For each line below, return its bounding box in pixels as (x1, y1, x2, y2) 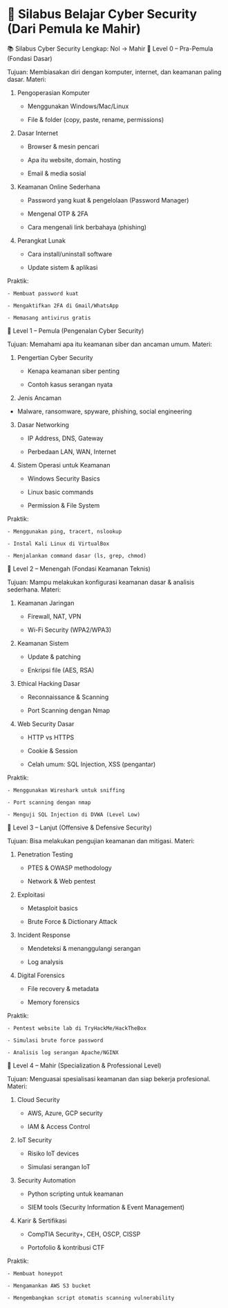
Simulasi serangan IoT (27, 1162, 91, 1171)
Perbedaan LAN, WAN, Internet (27, 447, 116, 456)
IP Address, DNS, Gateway (27, 433, 104, 442)
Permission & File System (27, 501, 100, 509)
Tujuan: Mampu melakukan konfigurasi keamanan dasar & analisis (7, 578, 195, 586)
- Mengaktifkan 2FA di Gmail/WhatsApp (7, 302, 119, 309)
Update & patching (27, 652, 82, 661)
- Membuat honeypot (7, 1270, 64, 1277)
